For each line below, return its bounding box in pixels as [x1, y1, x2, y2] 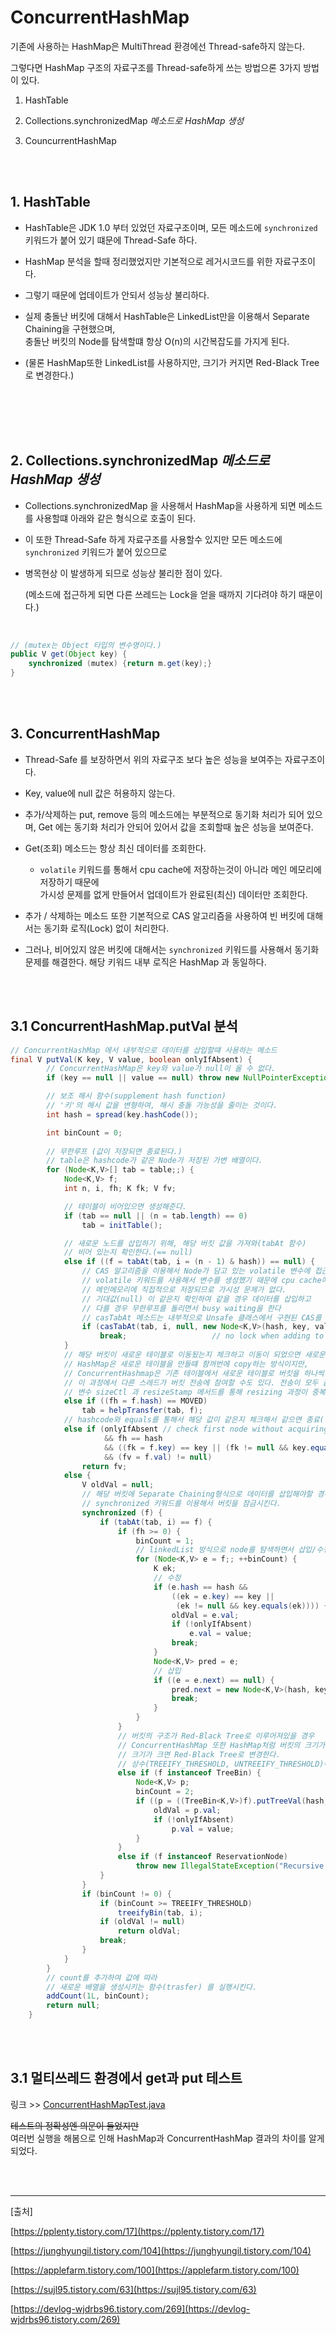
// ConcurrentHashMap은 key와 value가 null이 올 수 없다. [46, 1064, 276, 1074]
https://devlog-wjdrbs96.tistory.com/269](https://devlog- [13, 2302, 251, 2315]
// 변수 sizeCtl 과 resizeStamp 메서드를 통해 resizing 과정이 [63, 1387, 308, 1397]
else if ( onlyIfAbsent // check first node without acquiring [63, 1424, 329, 1435]
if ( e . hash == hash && [153, 1582, 248, 1592]
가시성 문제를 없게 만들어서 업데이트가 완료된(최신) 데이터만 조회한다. [39, 888, 308, 900]
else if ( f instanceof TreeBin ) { [117, 1768, 262, 1778]
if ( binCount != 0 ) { [81, 1889, 172, 1899]
